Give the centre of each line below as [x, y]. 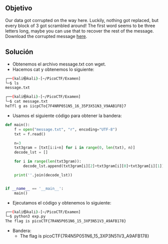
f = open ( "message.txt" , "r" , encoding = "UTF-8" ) [66, 129]
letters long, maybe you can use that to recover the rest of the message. [79, 31]
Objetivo [19, 8]
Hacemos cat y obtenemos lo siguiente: [53, 69]
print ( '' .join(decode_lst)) [43, 175]
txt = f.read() [30, 134]
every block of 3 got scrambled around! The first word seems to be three [80, 25]
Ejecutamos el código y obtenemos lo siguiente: [62, 202]
